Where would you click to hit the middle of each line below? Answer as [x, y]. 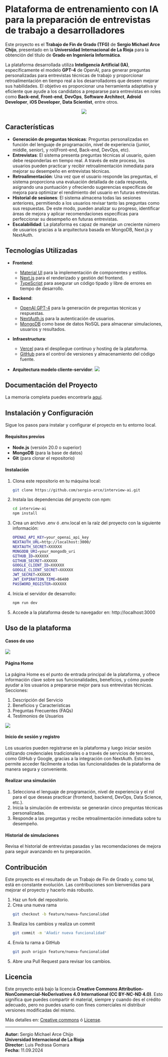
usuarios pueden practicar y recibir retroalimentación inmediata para [83, 166]
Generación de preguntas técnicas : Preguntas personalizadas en [80, 139]
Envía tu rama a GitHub [36, 942]
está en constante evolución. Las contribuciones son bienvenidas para [78, 884]
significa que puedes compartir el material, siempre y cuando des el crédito [83, 999]
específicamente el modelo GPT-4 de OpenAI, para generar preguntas [78, 70]
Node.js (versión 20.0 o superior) [47, 448]
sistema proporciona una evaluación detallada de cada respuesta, [80, 182]
